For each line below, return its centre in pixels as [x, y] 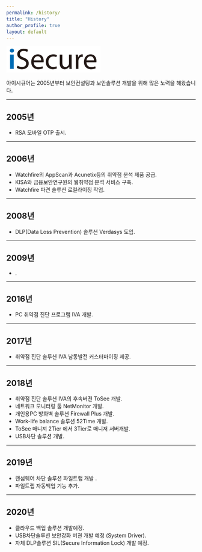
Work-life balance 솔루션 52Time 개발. [61, 421]
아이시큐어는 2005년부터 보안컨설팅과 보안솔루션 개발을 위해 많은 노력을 [91, 83]
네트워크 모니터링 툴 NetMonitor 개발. [59, 406]
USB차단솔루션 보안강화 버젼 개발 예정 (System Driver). [81, 535]
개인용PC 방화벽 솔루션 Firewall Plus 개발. [65, 413]
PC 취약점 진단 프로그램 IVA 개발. [54, 314]
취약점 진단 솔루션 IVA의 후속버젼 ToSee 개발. [69, 398]
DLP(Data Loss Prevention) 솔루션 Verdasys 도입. [75, 232]
